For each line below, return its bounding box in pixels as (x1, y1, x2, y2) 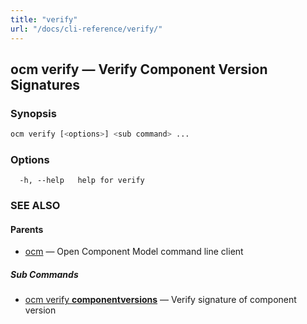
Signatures (10, 76, 81, 93)
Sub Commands (10, 269, 79, 281)
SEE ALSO (10, 199, 61, 213)
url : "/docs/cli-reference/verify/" (10, 24, 163, 34)
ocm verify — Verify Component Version (10, 61, 268, 78)
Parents (10, 223, 44, 235)
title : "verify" (10, 14, 78, 25)
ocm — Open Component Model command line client (24, 246, 244, 258)
